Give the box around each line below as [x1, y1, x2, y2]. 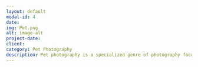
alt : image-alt [6, 30, 44, 36]
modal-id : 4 [6, 14, 35, 20]
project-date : [6, 36, 41, 41]
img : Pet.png [6, 24, 38, 31]
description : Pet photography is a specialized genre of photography [6, 52, 181, 58]
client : [6, 41, 25, 47]
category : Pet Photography [6, 47, 72, 52]
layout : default [6, 8, 46, 15]
